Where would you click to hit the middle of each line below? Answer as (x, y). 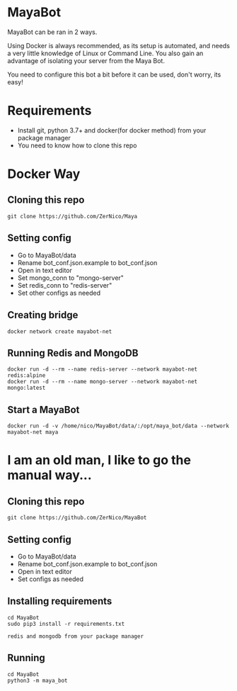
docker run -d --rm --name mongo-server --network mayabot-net (103, 382)
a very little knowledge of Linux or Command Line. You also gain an (105, 53)
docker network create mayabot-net (60, 331)
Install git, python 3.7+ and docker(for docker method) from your (112, 130)
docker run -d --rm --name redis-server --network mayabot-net (103, 369)
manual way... (50, 475)
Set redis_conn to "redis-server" (65, 285)
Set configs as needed (50, 579)
